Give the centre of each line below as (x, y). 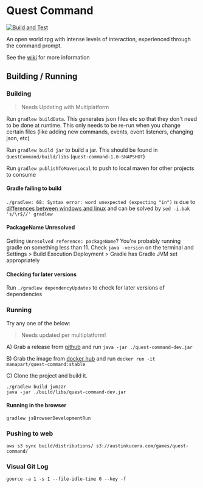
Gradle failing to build (34, 188)
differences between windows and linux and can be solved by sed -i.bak (98, 208)
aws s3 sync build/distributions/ (50, 446)
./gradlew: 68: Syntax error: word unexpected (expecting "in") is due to (101, 202)
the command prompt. (34, 46)
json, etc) (18, 138)
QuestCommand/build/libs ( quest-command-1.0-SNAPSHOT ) (76, 156)
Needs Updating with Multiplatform (65, 107)
